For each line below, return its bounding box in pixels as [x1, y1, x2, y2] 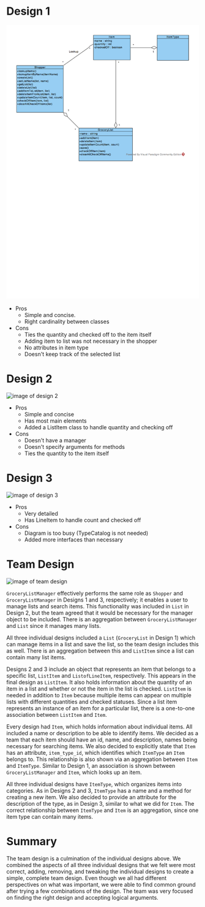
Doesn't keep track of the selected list [24, 350, 121, 358]
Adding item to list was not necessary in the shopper [24, 337, 157, 345]
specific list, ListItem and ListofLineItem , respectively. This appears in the [6, 672, 196, 679]
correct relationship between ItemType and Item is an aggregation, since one [6, 806, 199, 814]
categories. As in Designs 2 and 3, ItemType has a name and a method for [6, 787, 192, 794]
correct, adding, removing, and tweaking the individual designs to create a [6, 868, 194, 875]
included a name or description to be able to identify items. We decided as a [6, 729, 199, 737]
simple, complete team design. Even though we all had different [6, 874, 167, 881]
